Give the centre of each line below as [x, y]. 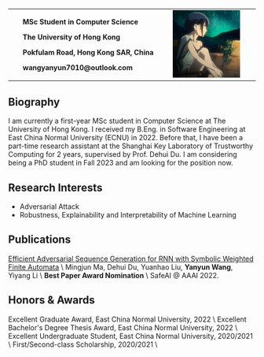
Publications [40, 240]
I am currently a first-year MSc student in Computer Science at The [117, 121]
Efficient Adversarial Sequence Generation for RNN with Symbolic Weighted [131, 258]
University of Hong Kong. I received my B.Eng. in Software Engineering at [127, 129]
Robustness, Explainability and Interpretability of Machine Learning [128, 215]
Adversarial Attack [49, 206]
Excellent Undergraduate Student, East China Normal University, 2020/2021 [130, 336]
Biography [34, 102]
